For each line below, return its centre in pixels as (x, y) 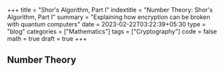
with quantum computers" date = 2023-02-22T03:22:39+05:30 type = (107, 24)
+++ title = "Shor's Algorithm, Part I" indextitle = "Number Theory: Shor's (110, 10)
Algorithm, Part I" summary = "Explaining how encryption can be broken (109, 17)
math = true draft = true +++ (47, 39)
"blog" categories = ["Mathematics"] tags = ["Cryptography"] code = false (112, 31)
